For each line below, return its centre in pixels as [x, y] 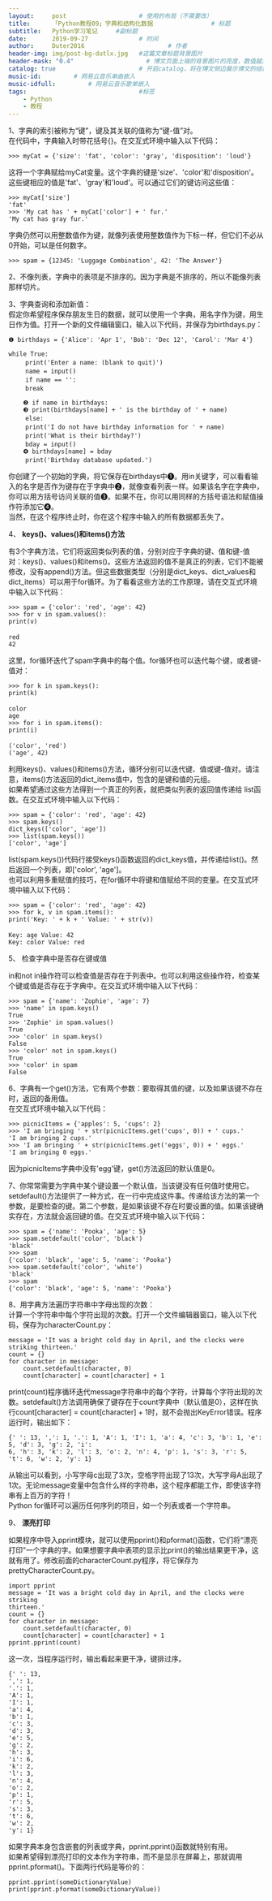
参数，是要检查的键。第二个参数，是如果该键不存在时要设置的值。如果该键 [132, 1206]
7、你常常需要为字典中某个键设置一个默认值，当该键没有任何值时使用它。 [131, 1186]
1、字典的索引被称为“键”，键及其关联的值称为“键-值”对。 [103, 131]
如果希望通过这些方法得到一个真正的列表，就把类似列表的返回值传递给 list [131, 789]
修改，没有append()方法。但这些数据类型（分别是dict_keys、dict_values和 [132, 572]
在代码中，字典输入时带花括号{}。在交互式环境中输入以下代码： [114, 141]
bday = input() [51, 445]
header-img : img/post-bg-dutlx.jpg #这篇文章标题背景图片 [106, 54]
